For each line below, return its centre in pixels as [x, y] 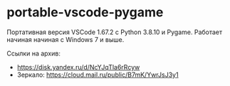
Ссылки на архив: [34, 53]
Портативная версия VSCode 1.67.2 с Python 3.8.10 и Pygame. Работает [115, 32]
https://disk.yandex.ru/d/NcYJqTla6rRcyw [78, 67]
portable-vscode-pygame [85, 12]
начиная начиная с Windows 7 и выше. [66, 39]
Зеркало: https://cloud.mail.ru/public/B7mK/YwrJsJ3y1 [98, 75]
